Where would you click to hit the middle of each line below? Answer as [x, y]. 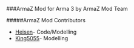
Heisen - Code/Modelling [46, 32]
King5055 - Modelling [42, 38]
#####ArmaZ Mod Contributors [46, 20]
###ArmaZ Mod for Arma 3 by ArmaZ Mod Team [67, 9]
